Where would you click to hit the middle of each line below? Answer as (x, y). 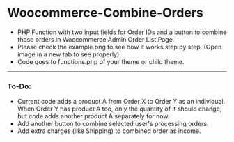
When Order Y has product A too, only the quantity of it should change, (119, 109)
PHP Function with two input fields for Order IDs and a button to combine (122, 32)
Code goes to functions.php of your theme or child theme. (101, 61)
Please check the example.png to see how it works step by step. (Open (119, 47)
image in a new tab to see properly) (68, 54)
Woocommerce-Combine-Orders (105, 13)
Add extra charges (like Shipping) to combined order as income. (109, 131)
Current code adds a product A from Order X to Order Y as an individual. (121, 102)
